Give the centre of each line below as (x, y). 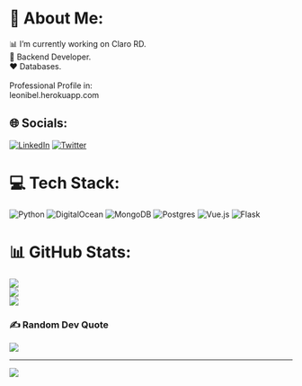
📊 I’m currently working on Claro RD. (78, 43)
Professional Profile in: (51, 85)
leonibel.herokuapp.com (54, 94)
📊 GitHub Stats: (71, 252)
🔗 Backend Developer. (50, 57)
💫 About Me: (57, 18)
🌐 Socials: (39, 124)
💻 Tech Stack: (65, 183)
